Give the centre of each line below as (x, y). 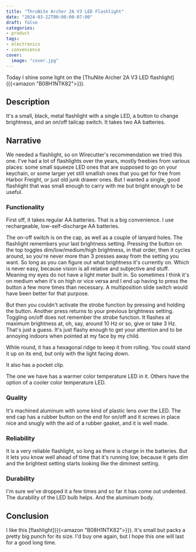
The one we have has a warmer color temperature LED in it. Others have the (97, 376)
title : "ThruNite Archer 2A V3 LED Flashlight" (65, 11)
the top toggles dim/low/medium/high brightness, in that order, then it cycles (98, 250)
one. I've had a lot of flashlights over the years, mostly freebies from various (98, 161)
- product (18, 33)
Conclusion (27, 516)
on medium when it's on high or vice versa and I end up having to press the (97, 281)
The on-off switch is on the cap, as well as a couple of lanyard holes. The (94, 237)
